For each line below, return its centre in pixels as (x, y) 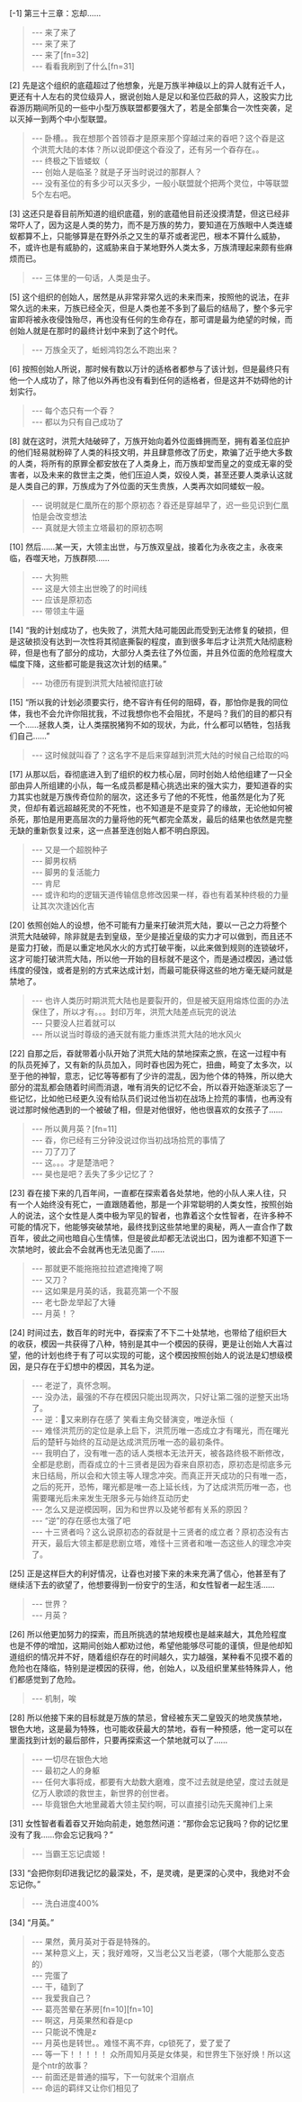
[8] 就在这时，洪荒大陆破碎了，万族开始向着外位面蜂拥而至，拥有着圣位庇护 (150, 441)
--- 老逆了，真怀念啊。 (74, 1386)
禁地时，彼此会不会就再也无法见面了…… (91, 1249)
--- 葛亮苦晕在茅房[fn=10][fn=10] (92, 2009)
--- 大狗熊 (50, 577)
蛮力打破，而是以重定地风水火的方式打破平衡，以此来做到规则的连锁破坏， (155, 947)
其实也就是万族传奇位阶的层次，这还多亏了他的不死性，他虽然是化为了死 (151, 797)
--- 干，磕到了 (58, 1987)
